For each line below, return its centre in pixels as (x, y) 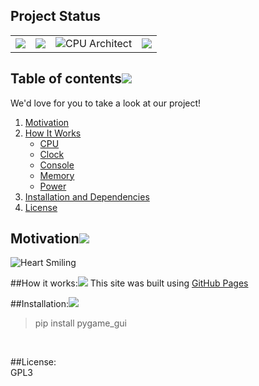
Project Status (56, 16)
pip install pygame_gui (80, 323)
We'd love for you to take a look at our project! (106, 103)
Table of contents (66, 79)
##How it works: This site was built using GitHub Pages (129, 283)
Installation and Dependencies (87, 196)
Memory (57, 175)
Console (57, 165)
